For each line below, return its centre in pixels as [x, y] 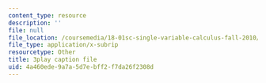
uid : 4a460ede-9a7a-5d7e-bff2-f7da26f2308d [81, 67]
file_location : [33, 38]
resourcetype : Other [42, 52]
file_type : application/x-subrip [63, 45]
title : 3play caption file [53, 60]
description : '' [35, 23]
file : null [26, 30]
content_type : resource [47, 15]
